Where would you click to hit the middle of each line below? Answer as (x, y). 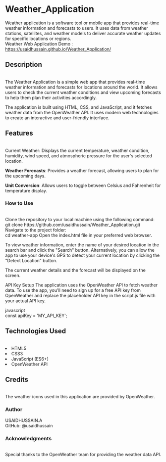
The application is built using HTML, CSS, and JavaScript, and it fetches (79, 107)
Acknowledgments (28, 438)
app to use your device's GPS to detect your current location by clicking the (83, 255)
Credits (17, 380)
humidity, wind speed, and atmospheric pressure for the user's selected (79, 156)
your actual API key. (26, 301)
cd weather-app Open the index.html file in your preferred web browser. (79, 235)
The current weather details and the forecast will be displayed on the (76, 270)
